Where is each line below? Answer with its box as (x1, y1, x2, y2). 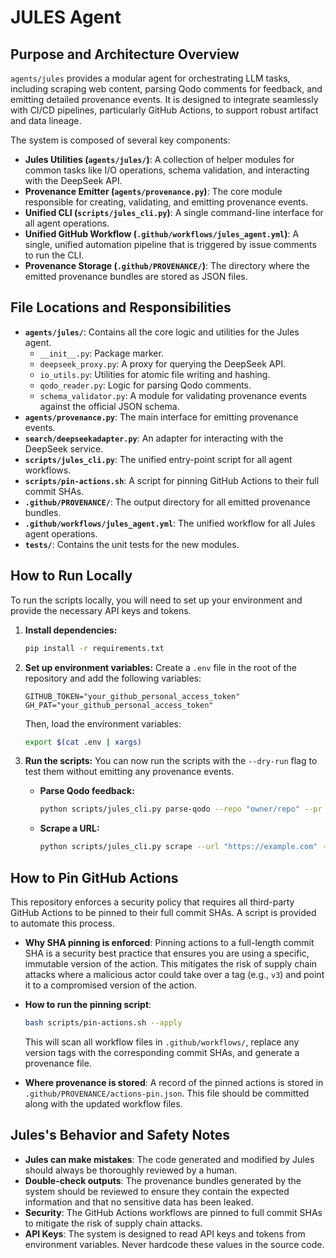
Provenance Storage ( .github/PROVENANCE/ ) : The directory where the (24, 260, 310, 271)
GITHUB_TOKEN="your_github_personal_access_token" (24, 691, 241, 701)
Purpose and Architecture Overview (10, 46, 240, 63)
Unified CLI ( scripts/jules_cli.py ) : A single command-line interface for (24, 207, 324, 218)
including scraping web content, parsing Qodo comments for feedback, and (10, 83, 323, 95)
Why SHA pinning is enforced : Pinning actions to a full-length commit (24, 936, 315, 948)
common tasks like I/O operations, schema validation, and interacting (24, 164, 310, 176)
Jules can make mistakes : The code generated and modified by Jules (24, 1153, 315, 1165)
